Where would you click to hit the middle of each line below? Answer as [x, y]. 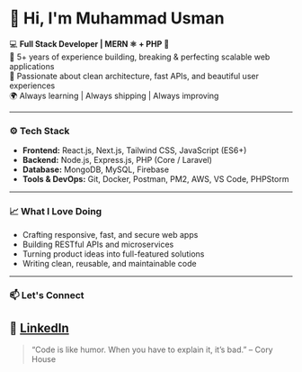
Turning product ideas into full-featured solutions [113, 254]
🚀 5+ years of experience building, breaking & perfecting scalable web [140, 57]
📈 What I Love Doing [56, 212]
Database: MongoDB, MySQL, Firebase [95, 169]
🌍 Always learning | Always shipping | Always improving [114, 95]
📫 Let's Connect [47, 295]
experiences [32, 86]
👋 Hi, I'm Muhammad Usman [117, 18]
